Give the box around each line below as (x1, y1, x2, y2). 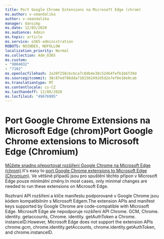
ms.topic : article (5, 35, 43, 40)
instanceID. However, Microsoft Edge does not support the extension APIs (5, 219, 153, 225)
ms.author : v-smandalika (5, 12, 56, 17)
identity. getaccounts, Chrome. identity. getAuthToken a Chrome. (5, 214, 136, 220)
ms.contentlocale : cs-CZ (5, 84, 56, 90)
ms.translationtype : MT (5, 80, 54, 85)
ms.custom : (5, 57, 27, 62)
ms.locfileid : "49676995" (5, 94, 58, 99)
